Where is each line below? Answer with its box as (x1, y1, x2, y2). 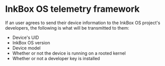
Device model (12, 45, 41, 51)
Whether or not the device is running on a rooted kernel (12, 50, 126, 56)
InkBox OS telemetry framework (5, 3, 140, 15)
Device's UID (12, 34, 39, 40)
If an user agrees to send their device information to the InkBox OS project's (5, 20, 161, 26)
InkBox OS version (12, 39, 51, 45)
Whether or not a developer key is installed (12, 55, 100, 61)
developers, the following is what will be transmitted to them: (5, 25, 129, 31)
